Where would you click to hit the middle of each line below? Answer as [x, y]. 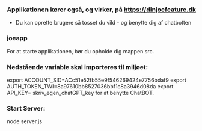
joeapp [17, 38]
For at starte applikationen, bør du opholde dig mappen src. [81, 51]
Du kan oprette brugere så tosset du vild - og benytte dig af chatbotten [103, 23]
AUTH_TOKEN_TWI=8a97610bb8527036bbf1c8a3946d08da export [90, 86]
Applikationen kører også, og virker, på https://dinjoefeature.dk [102, 10]
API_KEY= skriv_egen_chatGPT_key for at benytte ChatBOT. [80, 93]
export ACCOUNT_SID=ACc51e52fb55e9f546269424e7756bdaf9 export [97, 80]
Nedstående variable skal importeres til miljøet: [78, 67]
